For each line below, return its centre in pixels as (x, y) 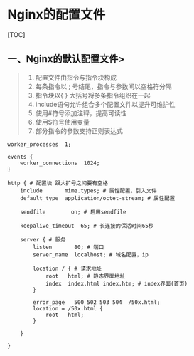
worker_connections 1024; (60, 163)
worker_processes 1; (39, 144)
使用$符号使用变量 (63, 122)
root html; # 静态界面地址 (85, 276)
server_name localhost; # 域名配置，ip (91, 255)
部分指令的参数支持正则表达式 (79, 131)
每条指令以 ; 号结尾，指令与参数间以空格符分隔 (103, 86)
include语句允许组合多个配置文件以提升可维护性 (105, 104)
